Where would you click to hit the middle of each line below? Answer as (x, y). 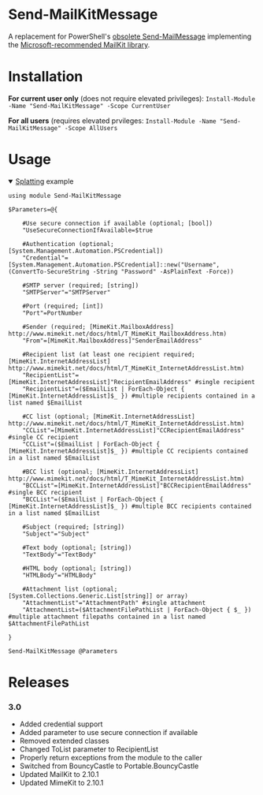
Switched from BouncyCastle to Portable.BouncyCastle (109, 766)
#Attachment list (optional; (70, 589)
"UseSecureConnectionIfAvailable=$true (88, 230)
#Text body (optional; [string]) (77, 547)
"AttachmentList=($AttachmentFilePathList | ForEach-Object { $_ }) (137, 610)
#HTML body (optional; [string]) (77, 568)
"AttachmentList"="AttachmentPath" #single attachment (114, 603)
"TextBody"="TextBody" (59, 554)
